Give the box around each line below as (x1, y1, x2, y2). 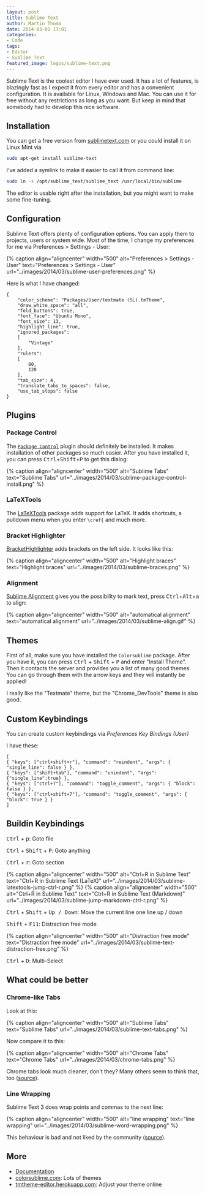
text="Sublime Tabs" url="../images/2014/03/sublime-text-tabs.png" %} (6, 1026, 188, 1033)
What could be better (6, 975, 89, 985)
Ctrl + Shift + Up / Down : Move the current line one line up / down (6, 908, 183, 916)
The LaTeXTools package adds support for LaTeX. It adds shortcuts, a (6, 509, 182, 516)
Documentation (15, 1168, 54, 1175)
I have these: (6, 742, 39, 749)
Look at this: (6, 1007, 38, 1015)
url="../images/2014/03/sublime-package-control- (59, 474, 187, 481)
